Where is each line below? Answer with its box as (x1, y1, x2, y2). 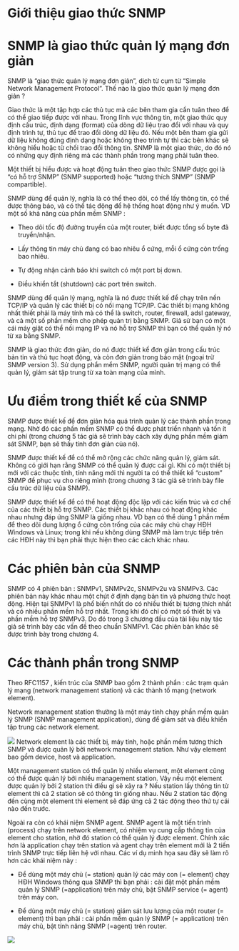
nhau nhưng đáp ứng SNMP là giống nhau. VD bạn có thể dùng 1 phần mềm (7, 513, 230, 522)
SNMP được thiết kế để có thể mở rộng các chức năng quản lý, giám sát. (7, 454, 220, 462)
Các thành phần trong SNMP (7, 655, 180, 671)
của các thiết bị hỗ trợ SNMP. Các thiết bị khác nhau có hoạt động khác (7, 505, 218, 514)
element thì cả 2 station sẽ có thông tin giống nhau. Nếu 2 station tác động (7, 789, 228, 797)
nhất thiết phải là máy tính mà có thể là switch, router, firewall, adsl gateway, (7, 309, 232, 317)
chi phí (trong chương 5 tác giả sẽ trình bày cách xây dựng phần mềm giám (7, 432, 228, 441)
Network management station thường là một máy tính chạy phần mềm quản (7, 707, 229, 716)
